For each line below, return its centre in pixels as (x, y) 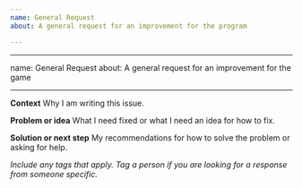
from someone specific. (54, 174)
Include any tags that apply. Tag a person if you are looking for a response (149, 164)
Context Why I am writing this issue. (77, 103)
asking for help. (39, 147)
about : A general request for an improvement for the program (129, 26)
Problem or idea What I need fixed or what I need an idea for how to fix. (143, 120)
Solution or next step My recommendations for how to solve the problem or (150, 137)
